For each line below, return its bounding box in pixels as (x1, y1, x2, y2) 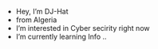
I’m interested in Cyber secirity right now (15, 24, 150, 32)
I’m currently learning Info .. (15, 32, 107, 41)
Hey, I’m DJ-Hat (15, 7, 69, 16)
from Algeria (15, 15, 57, 24)
